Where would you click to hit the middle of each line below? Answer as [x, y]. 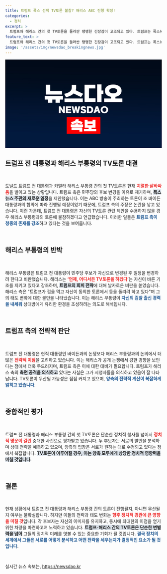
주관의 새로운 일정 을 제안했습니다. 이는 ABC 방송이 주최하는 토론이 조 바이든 [87, 198]
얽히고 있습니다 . [20, 385]
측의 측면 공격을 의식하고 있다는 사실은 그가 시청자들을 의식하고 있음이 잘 [80, 372]
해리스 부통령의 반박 [34, 250]
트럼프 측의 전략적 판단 [38, 331]
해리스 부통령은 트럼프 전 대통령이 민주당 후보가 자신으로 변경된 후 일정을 [75, 273]
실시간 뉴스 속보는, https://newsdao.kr [43, 567]
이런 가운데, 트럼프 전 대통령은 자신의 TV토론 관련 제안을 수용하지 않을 [87, 211]
